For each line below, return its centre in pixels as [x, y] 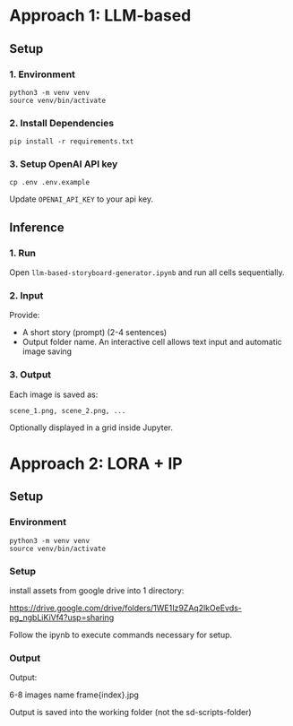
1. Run [23, 253]
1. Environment [43, 74]
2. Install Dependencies [62, 123]
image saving [47, 351]
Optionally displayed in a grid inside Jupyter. [91, 428]
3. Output [30, 375]
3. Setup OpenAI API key [64, 164]
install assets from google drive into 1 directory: [97, 590]
